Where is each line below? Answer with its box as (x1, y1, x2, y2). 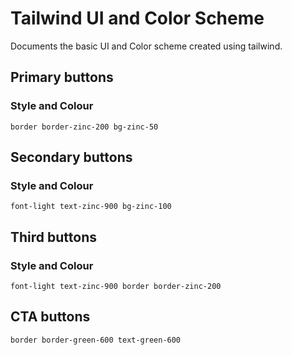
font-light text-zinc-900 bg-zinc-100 (10, 202, 172, 212)
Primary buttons (10, 69, 114, 86)
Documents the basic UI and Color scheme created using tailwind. (10, 40, 283, 52)
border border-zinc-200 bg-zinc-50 (10, 122, 159, 132)
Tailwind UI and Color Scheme (10, 7, 265, 30)
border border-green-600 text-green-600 (10, 335, 182, 345)
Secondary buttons (10, 149, 133, 166)
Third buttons (10, 228, 98, 246)
